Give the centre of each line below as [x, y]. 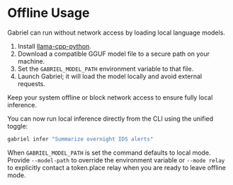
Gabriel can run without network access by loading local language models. [116, 32]
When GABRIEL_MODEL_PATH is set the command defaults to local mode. [109, 153]
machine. [31, 61]
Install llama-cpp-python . [55, 46]
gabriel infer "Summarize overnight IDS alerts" [80, 139]
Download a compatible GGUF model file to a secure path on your [114, 54]
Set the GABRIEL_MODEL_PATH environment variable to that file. [106, 68]
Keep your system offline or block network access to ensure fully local [110, 97]
